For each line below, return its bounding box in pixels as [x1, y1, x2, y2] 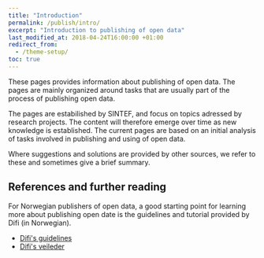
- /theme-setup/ [15, 48, 69, 56]
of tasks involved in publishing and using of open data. [8, 134, 186, 143]
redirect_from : [8, 41, 58, 49]
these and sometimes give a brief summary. [8, 157, 151, 167]
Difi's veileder [19, 241, 65, 251]
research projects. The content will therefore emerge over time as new [8, 117, 237, 127]
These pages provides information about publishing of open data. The [8, 76, 236, 87]
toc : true [8, 56, 41, 64]
